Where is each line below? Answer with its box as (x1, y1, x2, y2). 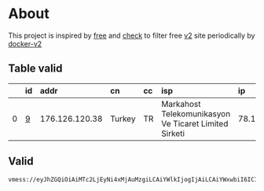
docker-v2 (8, 39, 42, 48)
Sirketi (160, 127, 185, 138)
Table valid (8, 62, 63, 75)
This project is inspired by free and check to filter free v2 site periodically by (8, 31, 255, 40)
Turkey (109, 113, 136, 124)
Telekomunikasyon (160, 108, 231, 119)
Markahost (160, 98, 201, 109)
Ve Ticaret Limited (160, 118, 229, 129)
